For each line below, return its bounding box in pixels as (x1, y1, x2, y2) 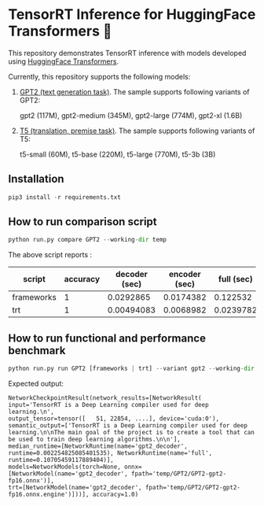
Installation (8, 172, 64, 186)
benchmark (8, 344, 66, 357)
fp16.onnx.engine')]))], (8, 490, 90, 498)
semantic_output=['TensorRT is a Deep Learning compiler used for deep (8, 422, 247, 430)
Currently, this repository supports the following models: (8, 72, 191, 81)
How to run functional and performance (8, 331, 207, 345)
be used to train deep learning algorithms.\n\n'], (8, 435, 181, 443)
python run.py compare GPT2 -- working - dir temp (8, 236, 167, 244)
